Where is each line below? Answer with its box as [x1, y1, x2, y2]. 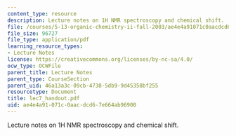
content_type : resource [7, 10, 77, 18]
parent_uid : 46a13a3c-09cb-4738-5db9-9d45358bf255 [7, 82, 159, 89]
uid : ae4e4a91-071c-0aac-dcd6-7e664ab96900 [7, 102, 137, 109]
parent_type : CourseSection [7, 75, 90, 83]
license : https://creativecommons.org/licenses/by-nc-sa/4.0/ [7, 56, 193, 63]
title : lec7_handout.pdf [7, 95, 80, 102]
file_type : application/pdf [7, 36, 90, 43]
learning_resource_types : [7, 43, 83, 50]
